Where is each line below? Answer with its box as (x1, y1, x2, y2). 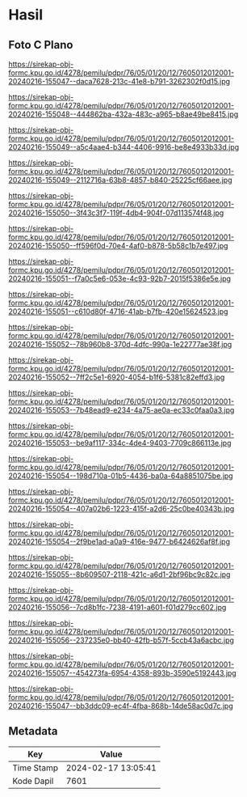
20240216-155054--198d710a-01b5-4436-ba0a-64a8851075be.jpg (8, 471, 233, 481)
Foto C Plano (8, 38, 73, 52)
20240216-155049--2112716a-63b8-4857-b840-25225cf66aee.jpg (8, 176, 232, 184)
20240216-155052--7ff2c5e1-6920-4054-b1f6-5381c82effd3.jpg (8, 372, 225, 382)
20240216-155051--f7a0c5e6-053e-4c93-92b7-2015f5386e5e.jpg (8, 273, 232, 283)
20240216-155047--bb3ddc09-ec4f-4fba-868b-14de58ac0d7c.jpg (8, 702, 233, 710)
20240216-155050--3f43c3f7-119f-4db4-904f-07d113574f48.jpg (8, 208, 224, 218)
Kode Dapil (12, 775, 54, 786)
